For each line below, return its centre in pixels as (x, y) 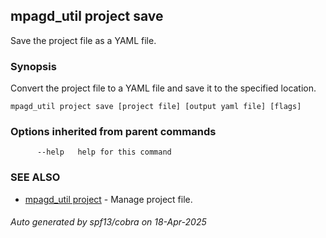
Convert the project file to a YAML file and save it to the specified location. (163, 88)
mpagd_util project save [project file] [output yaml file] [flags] (156, 107)
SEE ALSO (35, 177)
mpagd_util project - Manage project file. (108, 199)
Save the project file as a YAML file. (83, 40)
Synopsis (33, 66)
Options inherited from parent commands (113, 132)
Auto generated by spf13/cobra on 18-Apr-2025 (108, 222)
